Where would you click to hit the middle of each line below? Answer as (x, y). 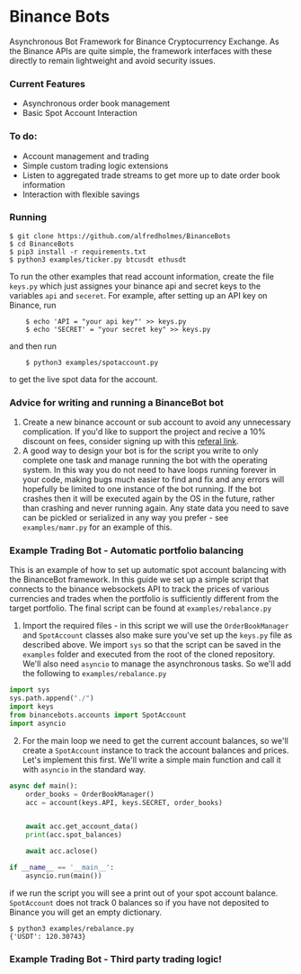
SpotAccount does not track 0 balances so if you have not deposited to (139, 902)
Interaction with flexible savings (81, 194)
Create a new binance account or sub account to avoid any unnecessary (157, 422)
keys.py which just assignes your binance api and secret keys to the (135, 286)
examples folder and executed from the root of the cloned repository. (149, 655)
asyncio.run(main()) (64, 876)
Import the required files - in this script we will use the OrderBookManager (155, 626)
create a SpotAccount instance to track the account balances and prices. (155, 750)
